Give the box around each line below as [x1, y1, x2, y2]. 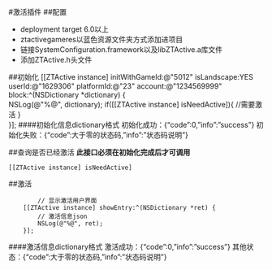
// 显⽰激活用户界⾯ [37, 197, 97, 205]
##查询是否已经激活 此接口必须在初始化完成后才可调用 [8, 147, 191, 157]
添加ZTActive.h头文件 [19, 55, 93, 64]
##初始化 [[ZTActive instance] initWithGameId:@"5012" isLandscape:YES [8, 72, 253, 81]
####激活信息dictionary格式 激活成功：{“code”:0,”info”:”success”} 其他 [8, 242, 248, 251]
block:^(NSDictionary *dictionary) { [8, 90, 126, 99]
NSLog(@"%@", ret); [37, 220, 104, 228]
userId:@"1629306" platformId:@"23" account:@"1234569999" [8, 81, 222, 91]
